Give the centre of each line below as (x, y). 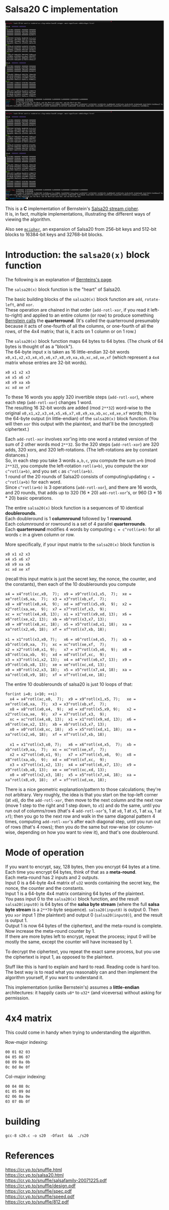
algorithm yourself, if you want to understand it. (54, 977)
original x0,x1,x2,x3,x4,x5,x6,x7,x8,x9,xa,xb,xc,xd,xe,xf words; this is (81, 413)
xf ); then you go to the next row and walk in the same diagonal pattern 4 (80, 816)
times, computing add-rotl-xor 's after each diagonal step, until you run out (83, 821)
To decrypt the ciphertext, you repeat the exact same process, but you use (83, 951)
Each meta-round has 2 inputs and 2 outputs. (52, 877)
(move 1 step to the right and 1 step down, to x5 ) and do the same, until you (83, 805)
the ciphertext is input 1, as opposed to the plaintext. (60, 957)
